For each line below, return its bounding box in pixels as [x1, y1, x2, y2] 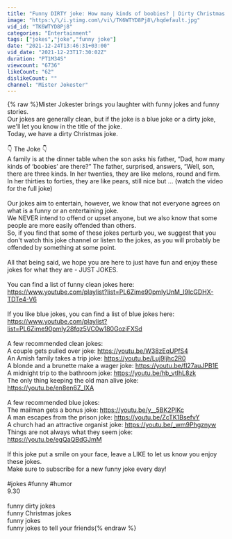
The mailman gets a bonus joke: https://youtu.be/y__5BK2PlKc [7, 406, 185, 414]
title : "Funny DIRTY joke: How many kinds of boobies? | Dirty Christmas [7, 10, 226, 17]
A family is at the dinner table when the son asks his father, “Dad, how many [7, 155, 225, 163]
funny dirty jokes [7, 501, 56, 511]
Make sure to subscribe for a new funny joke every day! [7, 465, 167, 473]
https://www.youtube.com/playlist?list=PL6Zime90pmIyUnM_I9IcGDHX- [7, 288, 214, 296]
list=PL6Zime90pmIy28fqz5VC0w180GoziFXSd [7, 324, 142, 333]
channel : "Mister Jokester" [7, 81, 89, 88]
